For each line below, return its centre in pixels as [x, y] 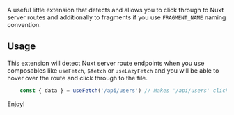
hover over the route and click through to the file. [77, 78]
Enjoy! [16, 104]
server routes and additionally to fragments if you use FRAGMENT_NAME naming [117, 17]
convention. [24, 25]
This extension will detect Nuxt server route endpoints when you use [106, 63]
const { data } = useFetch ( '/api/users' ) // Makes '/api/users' [115, 90]
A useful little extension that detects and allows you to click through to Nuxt [116, 10]
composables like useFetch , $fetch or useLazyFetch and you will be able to [113, 70]
